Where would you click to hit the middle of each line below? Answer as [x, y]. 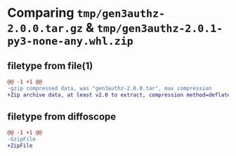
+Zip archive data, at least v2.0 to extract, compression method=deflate [119, 95]
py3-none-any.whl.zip [70, 42]
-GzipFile [22, 139]
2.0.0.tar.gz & [51, 28]
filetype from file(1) [50, 65]
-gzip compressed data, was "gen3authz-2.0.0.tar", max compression [110, 88]
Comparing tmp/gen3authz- [86, 13]
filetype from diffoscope [62, 117]
